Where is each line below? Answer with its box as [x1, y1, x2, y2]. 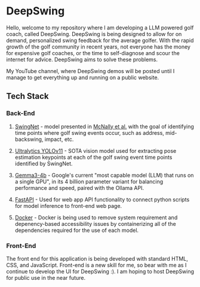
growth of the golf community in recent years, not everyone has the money [6, 43, 191, 50]
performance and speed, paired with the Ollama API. [14, 184, 144, 191]
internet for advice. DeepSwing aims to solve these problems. [6, 56, 158, 63]
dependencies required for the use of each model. [14, 226, 139, 234]
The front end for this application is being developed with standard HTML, [6, 255, 188, 262]
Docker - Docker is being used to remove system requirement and [14, 214, 178, 221]
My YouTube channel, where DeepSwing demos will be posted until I [6, 67, 175, 74]
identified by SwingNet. [14, 160, 73, 167]
